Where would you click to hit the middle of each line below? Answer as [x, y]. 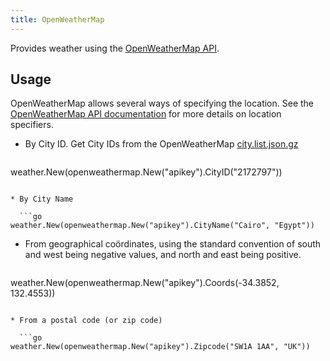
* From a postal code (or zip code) [86, 321]
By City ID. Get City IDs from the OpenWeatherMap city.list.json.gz [161, 144]
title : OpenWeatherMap [57, 19]
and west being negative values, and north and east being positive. [163, 255]
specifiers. [32, 125]
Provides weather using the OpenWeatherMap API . [115, 48]
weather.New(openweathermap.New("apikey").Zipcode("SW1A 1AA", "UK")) [160, 347]
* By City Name [42, 199]
